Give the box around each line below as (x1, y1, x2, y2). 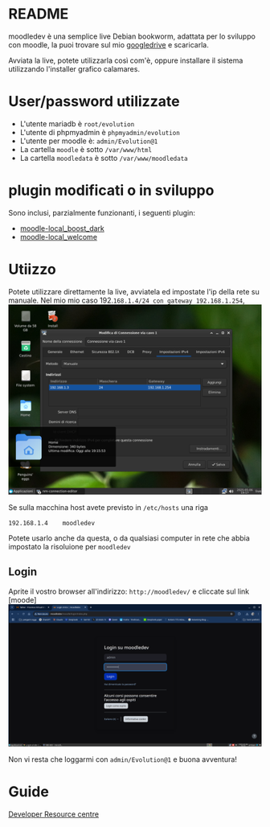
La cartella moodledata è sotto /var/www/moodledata (19, 153, 188, 163)
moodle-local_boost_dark (19, 223, 104, 233)
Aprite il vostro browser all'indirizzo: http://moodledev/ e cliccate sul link (8, 586, 250, 596)
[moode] (8, 595, 37, 604)
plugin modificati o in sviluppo (8, 182, 215, 200)
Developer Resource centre (8, 809, 99, 819)
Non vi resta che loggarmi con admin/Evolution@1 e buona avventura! (8, 755, 237, 764)
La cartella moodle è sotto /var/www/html (19, 144, 153, 154)
